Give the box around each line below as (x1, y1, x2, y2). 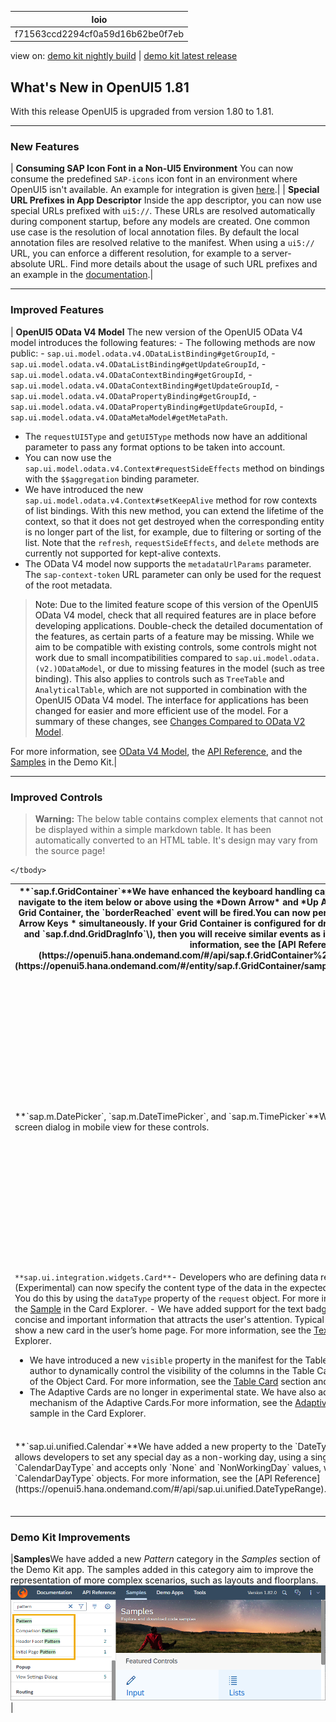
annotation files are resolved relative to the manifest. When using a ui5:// (10, 237, 315, 249)
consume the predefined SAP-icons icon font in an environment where (10, 173, 298, 185)
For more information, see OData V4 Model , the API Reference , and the (10, 745, 303, 757)
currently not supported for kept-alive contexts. (24, 547, 222, 559)
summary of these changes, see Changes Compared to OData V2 (34, 715, 306, 727)
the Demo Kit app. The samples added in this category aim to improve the (10, 1564, 314, 1575)
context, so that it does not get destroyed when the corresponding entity (24, 515, 325, 527)
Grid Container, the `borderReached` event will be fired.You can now (18, 907, 311, 919)
